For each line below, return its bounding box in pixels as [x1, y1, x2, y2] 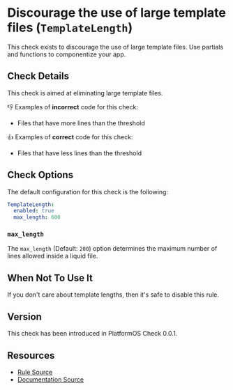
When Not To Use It [7, 272, 93, 283]
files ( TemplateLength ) [7, 19, 133, 36]
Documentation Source [17, 375, 84, 384]
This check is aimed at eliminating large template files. [7, 88, 163, 97]
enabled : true [13, 208, 54, 214]
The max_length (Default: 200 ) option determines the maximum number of [7, 244, 218, 253]
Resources [7, 350, 55, 361]
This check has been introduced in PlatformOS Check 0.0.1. [7, 329, 178, 338]
